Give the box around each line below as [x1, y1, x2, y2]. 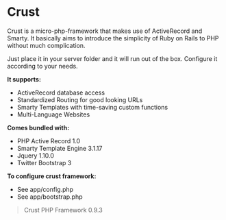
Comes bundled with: [7, 123, 70, 132]
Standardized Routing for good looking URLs [16, 95, 143, 103]
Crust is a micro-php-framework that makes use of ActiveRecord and [7, 27, 203, 35]
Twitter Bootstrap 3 [16, 158, 72, 167]
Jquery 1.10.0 [16, 151, 55, 160]
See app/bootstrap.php [16, 193, 84, 201]
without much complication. [7, 41, 86, 49]
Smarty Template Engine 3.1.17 [16, 144, 103, 152]
